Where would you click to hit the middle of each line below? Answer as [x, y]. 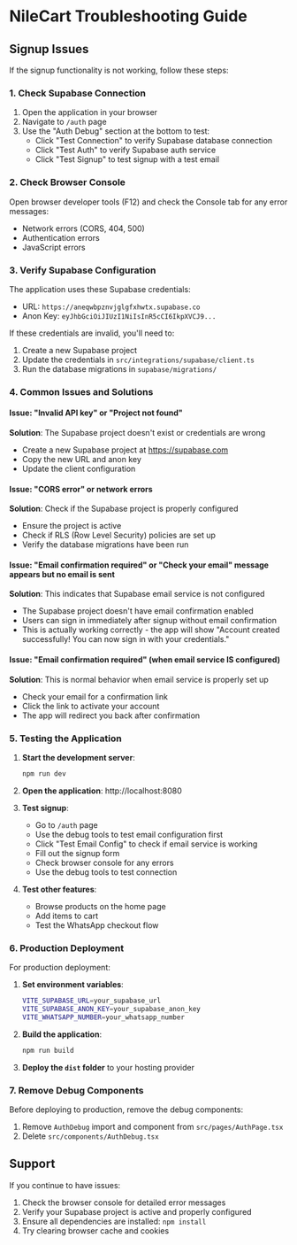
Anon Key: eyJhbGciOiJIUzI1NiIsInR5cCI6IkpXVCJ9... [119, 315]
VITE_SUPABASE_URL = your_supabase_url [91, 1001]
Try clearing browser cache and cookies [95, 1230]
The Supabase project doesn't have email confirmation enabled [137, 611]
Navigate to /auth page [65, 122]
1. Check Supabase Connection [78, 93]
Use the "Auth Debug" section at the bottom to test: [116, 131]
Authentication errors [61, 237]
